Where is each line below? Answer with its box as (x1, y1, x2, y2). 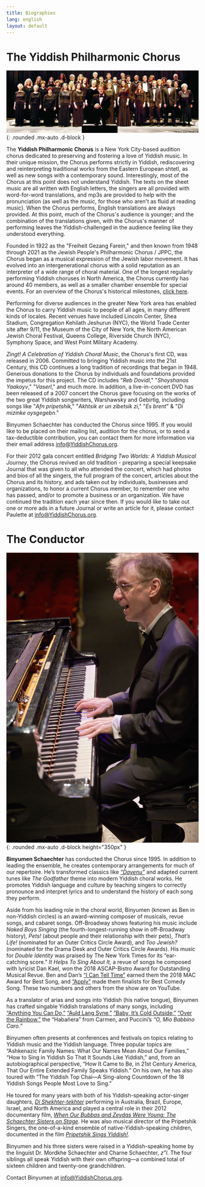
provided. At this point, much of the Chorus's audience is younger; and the (6, 210, 194, 218)
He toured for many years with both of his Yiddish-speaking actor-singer (6, 1091, 189, 1099)
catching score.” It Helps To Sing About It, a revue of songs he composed (6, 958, 191, 966)
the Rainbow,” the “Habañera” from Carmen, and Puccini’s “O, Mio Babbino (6, 1016, 195, 1023)
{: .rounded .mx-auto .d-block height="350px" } (6, 843, 127, 851)
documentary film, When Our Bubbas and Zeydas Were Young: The (6, 1111, 176, 1118)
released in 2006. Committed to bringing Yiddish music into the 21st (6, 357, 177, 364)
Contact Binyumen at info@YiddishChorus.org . (6, 1174, 124, 1181)
